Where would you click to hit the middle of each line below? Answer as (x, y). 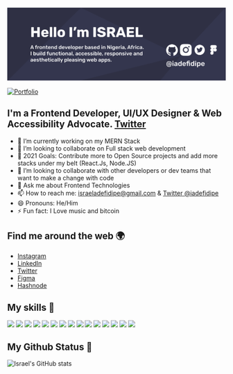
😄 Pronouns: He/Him (48, 203)
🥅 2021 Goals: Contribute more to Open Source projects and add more (118, 155)
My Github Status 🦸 (50, 347)
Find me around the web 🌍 (66, 236)
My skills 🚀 (31, 307)
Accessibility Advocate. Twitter (77, 125)
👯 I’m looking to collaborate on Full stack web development (101, 148)
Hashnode (32, 286)
